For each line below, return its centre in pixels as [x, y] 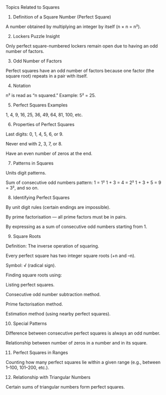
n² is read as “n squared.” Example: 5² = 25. [51, 95]
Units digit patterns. [26, 173]
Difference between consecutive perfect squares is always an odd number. [83, 333]
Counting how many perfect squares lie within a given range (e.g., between [83, 362]
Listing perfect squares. [30, 285]
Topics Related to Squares [33, 7]
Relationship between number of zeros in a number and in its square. [77, 343]
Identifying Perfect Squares [41, 197]
